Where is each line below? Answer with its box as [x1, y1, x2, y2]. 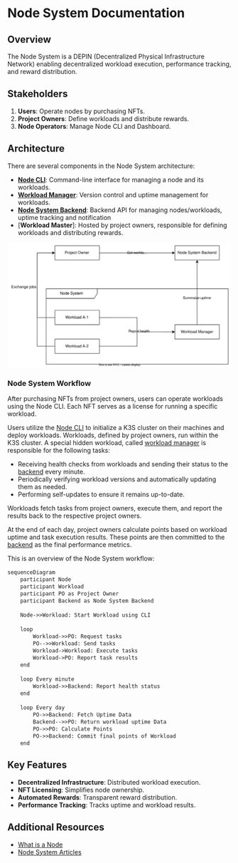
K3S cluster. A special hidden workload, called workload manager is [7, 438, 207, 446]
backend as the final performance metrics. [7, 540, 132, 549]
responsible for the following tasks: [7, 446, 110, 454]
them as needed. [17, 482, 67, 491]
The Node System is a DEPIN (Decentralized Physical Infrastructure [7, 52, 205, 61]
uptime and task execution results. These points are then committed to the [7, 533, 225, 541]
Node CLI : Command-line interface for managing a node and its [17, 175, 205, 184]
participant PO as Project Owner [20, 590, 119, 597]
